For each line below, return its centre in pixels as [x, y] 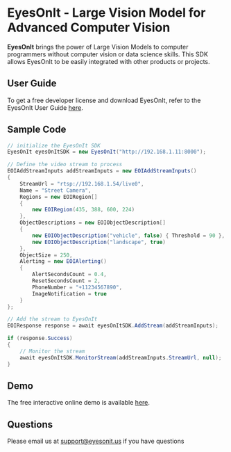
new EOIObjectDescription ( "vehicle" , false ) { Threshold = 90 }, [129, 235]
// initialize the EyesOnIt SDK [54, 145]
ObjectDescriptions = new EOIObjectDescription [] [93, 223]
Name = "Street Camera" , [55, 190]
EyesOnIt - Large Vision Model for [106, 13]
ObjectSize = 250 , [46, 255]
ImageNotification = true [70, 293]
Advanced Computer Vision [89, 27]
